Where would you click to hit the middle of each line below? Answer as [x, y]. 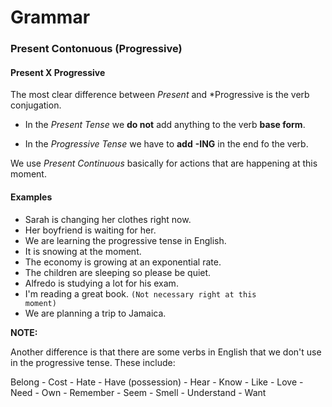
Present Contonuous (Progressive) [96, 49]
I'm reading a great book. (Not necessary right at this [140, 293]
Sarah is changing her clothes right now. [108, 219]
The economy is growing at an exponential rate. [123, 262]
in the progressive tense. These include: [93, 362]
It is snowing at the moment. [83, 251]
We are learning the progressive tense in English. [125, 240]
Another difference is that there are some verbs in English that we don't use [166, 352]
